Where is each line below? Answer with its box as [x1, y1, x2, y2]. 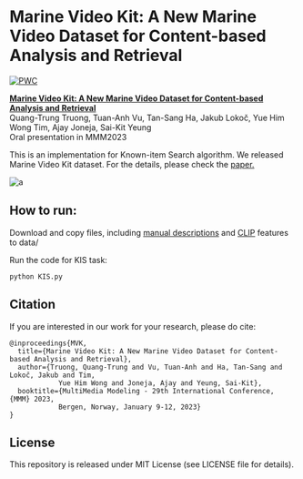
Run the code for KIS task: [9, 254, 107, 265]
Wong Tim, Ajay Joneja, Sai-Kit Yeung [9, 121, 152, 133]
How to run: [9, 203, 77, 219]
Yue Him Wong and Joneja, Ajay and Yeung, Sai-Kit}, [57, 378, 262, 388]
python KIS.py [9, 271, 64, 281]
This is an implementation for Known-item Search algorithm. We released [9, 148, 284, 160]
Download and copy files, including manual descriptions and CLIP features [9, 227, 289, 238]
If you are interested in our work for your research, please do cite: [9, 321, 257, 331]
